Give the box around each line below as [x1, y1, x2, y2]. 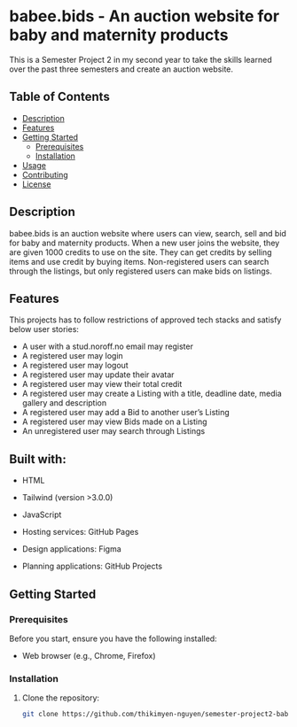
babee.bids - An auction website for [9, 6, 280, 27]
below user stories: [9, 324, 80, 335]
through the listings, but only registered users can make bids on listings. [9, 266, 272, 276]
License [21, 179, 51, 189]
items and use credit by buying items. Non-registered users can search [9, 256, 270, 267]
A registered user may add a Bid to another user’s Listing [21, 407, 231, 418]
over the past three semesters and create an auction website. [9, 64, 233, 74]
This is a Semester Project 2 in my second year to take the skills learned [9, 54, 272, 65]
